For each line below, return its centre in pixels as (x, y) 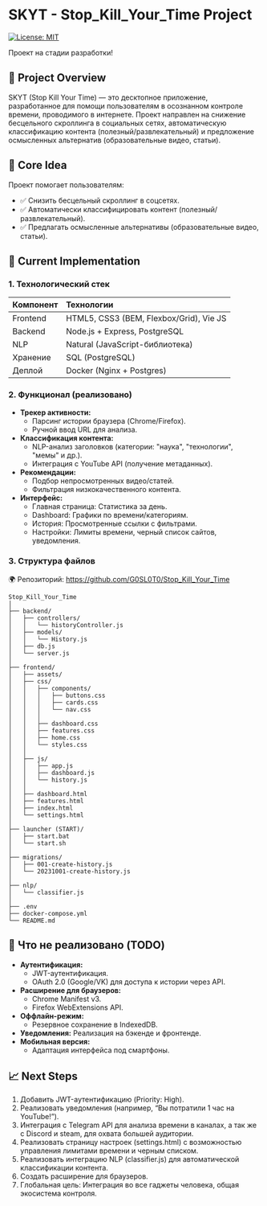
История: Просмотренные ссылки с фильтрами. (115, 523)
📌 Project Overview (57, 78)
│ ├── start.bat (39, 836)
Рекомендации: (48, 472)
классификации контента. (64, 1168)
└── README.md (32, 921)
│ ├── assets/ (35, 674)
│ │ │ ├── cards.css (53, 702)
